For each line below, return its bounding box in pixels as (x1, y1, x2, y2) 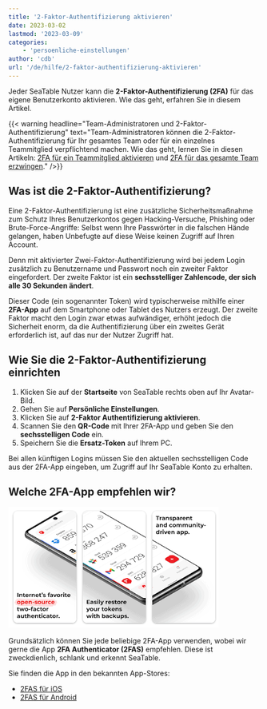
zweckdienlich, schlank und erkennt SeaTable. (8, 653, 161, 663)
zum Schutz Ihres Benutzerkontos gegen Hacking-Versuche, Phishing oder (8, 214, 256, 224)
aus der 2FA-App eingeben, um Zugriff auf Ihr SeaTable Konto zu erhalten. (8, 462, 253, 472)
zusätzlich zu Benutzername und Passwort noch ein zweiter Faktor (8, 264, 229, 273)
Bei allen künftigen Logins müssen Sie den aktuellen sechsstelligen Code (8, 453, 249, 463)
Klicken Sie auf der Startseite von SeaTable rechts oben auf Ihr (19, 387, 229, 396)
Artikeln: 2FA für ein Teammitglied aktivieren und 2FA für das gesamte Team (8, 153, 259, 162)
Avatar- (229, 387, 254, 396)
